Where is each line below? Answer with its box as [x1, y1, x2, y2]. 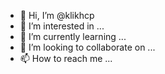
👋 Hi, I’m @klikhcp [19, 10, 95, 21]
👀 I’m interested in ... [19, 20, 105, 32]
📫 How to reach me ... [19, 53, 113, 64]
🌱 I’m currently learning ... [19, 31, 127, 42]
